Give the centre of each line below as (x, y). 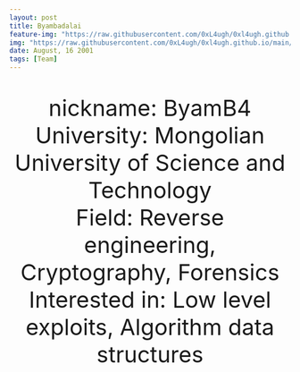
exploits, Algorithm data (150, 327)
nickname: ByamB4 (150, 108)
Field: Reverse (150, 217)
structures (150, 355)
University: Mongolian (150, 135)
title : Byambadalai (46, 26)
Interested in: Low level (150, 300)
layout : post (33, 17)
